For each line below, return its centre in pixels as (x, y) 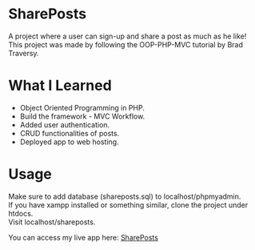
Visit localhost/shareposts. (52, 222)
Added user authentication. (65, 124)
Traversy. (24, 53)
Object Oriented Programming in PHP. (82, 107)
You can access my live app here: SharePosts (83, 237)
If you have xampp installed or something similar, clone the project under (128, 204)
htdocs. (21, 213)
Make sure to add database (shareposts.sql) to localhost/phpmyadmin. (125, 196)
